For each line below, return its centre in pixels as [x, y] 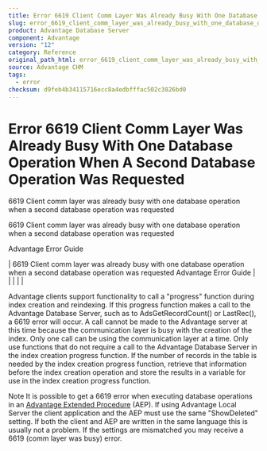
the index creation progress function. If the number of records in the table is [132, 356]
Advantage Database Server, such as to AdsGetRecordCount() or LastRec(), [132, 314]
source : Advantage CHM [46, 67]
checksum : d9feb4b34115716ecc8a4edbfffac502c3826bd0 [97, 89]
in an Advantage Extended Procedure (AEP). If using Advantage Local [122, 405]
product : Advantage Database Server [69, 30]
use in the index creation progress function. [79, 381]
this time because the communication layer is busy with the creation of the [130, 330]
